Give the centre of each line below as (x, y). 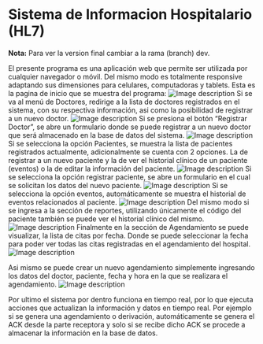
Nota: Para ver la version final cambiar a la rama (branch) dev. (109, 53)
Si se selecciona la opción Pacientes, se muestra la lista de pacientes (120, 143)
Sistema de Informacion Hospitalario (130, 15)
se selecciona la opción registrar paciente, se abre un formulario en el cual (129, 177)
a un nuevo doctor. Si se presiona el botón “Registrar (128, 118)
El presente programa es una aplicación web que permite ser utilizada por (128, 68)
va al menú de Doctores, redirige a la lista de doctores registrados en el (124, 102)
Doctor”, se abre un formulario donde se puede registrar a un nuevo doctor (130, 127)
